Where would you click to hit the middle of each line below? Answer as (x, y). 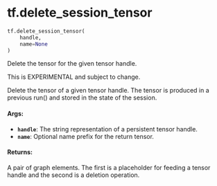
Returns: (20, 152)
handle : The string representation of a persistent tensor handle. (107, 129)
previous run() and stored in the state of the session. (82, 97)
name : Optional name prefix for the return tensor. (86, 136)
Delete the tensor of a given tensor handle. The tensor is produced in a (108, 91)
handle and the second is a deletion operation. (73, 175)
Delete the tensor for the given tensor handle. (72, 64)
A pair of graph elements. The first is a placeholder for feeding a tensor (109, 167)
